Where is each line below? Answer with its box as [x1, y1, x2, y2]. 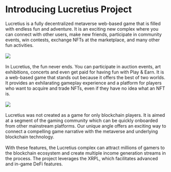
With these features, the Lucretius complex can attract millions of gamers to [5, 144, 165, 151]
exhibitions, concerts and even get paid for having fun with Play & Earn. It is [5, 69, 164, 75]
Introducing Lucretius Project [5, 4, 132, 15]
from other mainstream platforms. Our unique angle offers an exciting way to [5, 122, 166, 129]
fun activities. [5, 42, 34, 48]
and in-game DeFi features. [5, 161, 63, 167]
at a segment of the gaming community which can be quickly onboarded [5, 117, 158, 124]
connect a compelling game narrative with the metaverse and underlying [5, 128, 158, 134]
